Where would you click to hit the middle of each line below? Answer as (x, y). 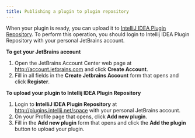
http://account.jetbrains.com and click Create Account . (81, 69)
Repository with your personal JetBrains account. (65, 40)
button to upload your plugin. (49, 129)
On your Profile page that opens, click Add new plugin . (81, 116)
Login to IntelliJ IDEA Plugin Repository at (66, 104)
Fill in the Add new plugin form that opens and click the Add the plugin (100, 122)
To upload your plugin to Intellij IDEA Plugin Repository (74, 93)
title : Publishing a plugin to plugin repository (68, 11)
